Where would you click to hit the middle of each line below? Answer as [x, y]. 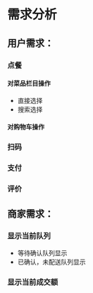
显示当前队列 [29, 236]
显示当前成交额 [33, 282]
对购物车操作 [26, 127]
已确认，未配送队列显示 [51, 262]
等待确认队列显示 [42, 252]
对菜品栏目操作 [29, 83]
